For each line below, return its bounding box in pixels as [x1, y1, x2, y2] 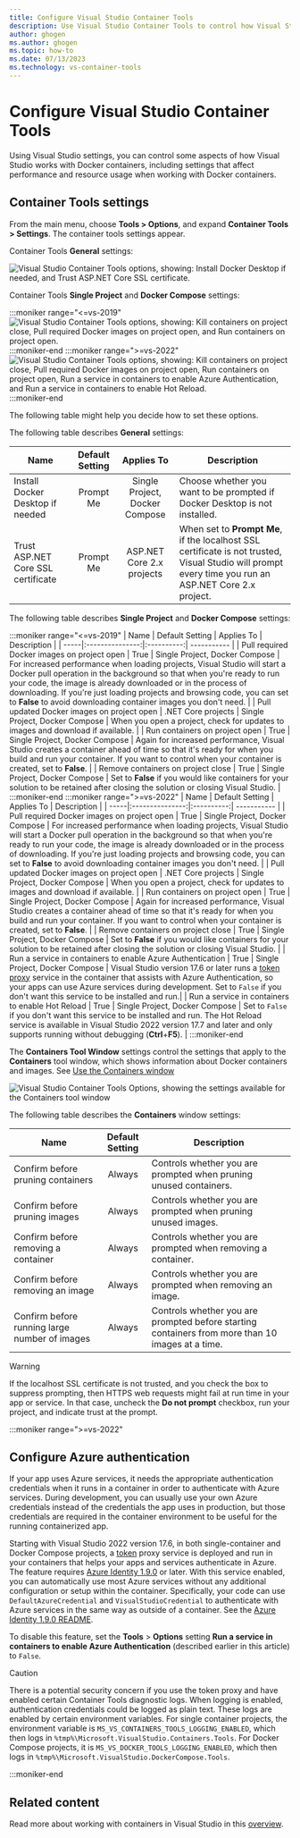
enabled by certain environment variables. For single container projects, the [9, 1714, 288, 1724]
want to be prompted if [179, 485, 275, 498]
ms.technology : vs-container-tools [9, 63, 142, 72]
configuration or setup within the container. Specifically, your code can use [9, 1586, 286, 1597]
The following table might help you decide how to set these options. [9, 409, 259, 420]
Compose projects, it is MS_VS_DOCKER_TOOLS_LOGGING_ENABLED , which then [9, 1742, 278, 1753]
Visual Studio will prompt [179, 556, 284, 569]
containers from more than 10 [151, 1327, 278, 1339]
